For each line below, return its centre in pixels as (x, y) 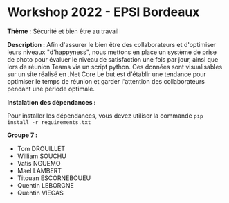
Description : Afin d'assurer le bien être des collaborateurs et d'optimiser (112, 44)
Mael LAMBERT (39, 170)
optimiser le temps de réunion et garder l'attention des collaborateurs (106, 81)
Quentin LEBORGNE (46, 185)
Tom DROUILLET (41, 148)
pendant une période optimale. (51, 89)
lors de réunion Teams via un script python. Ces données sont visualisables (115, 67)
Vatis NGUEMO (39, 163)
